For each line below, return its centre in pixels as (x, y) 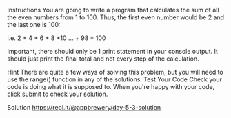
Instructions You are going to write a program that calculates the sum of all (113, 10)
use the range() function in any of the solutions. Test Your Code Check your (115, 79)
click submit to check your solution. (58, 94)
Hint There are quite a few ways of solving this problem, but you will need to (115, 72)
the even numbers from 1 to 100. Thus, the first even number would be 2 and (116, 17)
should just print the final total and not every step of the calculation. (103, 59)
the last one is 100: (34, 24)
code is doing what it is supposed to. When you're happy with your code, (111, 87)
